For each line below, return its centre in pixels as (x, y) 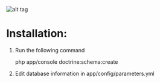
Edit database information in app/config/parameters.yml (85, 73)
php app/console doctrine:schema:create (66, 62)
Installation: (37, 34)
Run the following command (50, 50)
